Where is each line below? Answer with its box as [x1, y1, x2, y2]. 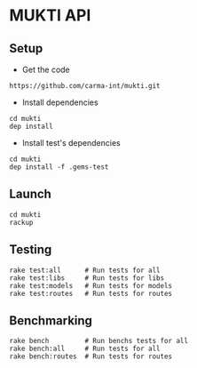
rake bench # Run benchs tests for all [9, 337, 189, 346]
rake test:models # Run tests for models [9, 281, 173, 290]
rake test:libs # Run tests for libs [9, 273, 165, 283]
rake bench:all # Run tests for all [9, 344, 162, 354]
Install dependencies [21, 97, 99, 108]
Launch [9, 187, 51, 202]
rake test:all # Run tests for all [9, 266, 162, 275]
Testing [9, 242, 52, 258]
